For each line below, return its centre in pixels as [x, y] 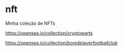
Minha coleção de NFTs [30, 23]
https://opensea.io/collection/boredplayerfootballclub [61, 43]
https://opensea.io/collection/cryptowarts [49, 33]
